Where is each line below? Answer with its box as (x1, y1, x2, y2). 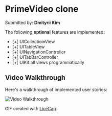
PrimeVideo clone (5, 3, 79, 15)
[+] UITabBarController (12, 54, 59, 60)
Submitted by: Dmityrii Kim (5, 20, 60, 25)
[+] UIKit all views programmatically (12, 59, 85, 65)
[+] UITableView (12, 44, 45, 49)
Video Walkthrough (5, 73, 66, 82)
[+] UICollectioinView (12, 38, 55, 45)
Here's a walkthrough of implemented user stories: (5, 87, 108, 93)
